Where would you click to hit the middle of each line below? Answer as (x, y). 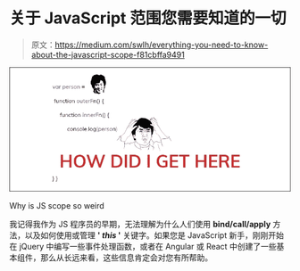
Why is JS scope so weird (57, 206)
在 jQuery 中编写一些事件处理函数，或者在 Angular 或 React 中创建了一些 (143, 247)
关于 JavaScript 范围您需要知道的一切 (148, 18)
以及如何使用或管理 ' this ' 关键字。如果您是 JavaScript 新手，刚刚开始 (154, 235)
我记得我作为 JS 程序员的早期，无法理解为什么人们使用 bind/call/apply (140, 225)
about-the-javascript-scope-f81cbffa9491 (108, 54)
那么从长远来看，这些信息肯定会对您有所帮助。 (126, 258)
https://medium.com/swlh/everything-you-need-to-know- (162, 45)
